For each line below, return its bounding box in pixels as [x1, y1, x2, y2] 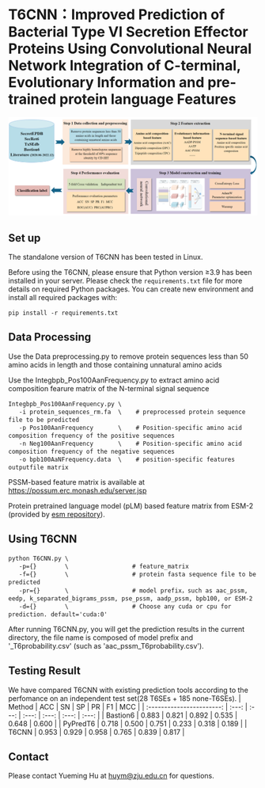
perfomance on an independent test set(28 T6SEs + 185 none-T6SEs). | [8, 693, 241, 703]
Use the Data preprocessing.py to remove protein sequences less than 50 [8, 352, 249, 361]
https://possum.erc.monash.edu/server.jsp [8, 485, 147, 495]
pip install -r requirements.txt [8, 309, 119, 318]
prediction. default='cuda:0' [8, 610, 108, 619]
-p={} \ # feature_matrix [18, 562, 190, 570]
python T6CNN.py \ [8, 554, 69, 562]
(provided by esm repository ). [8, 509, 105, 519]
